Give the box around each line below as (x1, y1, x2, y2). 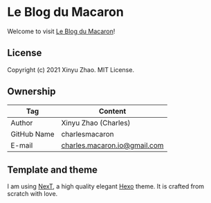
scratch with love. (7, 190, 58, 198)
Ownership (7, 86, 56, 98)
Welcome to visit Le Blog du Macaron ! (7, 27, 116, 35)
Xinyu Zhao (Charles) (61, 118, 131, 127)
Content (98, 106, 127, 116)
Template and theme (7, 164, 98, 175)
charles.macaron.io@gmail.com (61, 140, 164, 150)
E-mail (10, 140, 33, 150)
